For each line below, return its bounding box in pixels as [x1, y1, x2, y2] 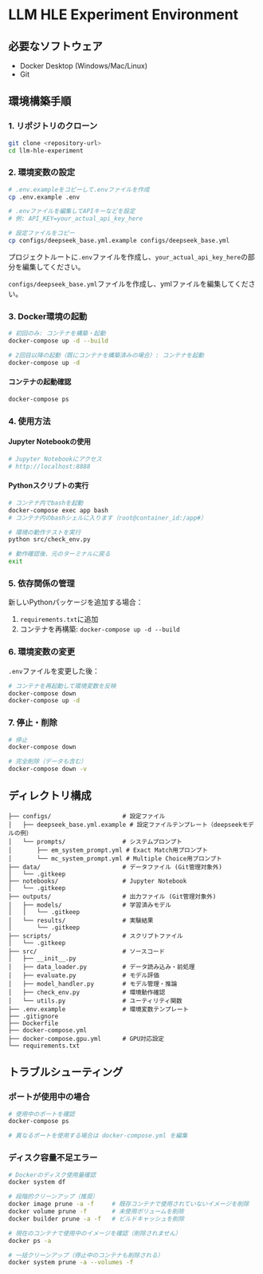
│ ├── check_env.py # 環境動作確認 [8, 988, 166, 996]
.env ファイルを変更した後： [8, 666, 100, 675]
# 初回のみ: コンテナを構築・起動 [8, 330, 106, 338]
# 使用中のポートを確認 [8, 1110, 76, 1118]
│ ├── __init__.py [8, 954, 77, 963]
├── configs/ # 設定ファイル [8, 812, 166, 820]
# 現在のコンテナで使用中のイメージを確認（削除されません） [8, 1229, 182, 1237]
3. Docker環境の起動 [8, 311, 88, 322]
